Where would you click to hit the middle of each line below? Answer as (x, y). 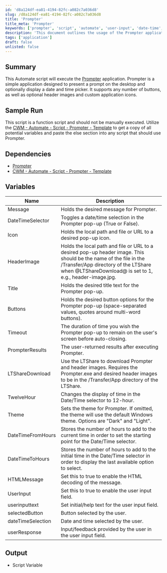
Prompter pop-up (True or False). (100, 224)
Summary (21, 67)
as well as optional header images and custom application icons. (71, 95)
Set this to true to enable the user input (106, 490)
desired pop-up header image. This (102, 252)
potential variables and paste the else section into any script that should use (83, 133)
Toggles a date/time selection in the (102, 217)
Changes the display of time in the (101, 394)
